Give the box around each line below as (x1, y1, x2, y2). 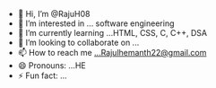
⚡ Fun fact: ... (17, 70, 67, 81)
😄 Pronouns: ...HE (17, 60, 87, 71)
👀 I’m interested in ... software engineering (17, 18, 175, 29)
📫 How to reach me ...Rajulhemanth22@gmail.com (17, 48, 207, 57)
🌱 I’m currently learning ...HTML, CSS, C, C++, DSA (17, 28, 208, 38)
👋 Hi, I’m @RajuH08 (17, 9, 91, 19)
